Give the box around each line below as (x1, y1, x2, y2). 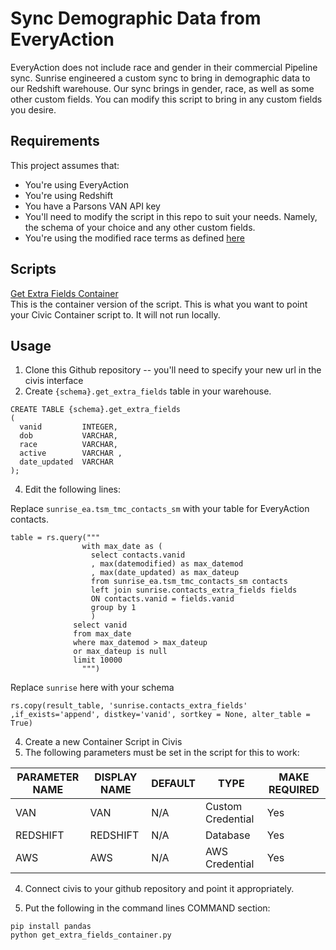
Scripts (10, 261, 57, 278)
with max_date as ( (81, 542, 163, 552)
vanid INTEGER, (19, 422, 118, 432)
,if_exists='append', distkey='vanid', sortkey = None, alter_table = (10, 710, 311, 720)
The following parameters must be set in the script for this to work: (24, 747, 300, 759)
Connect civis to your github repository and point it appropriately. (24, 883, 295, 895)
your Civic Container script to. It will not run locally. (10, 308, 221, 321)
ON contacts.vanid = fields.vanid (90, 594, 235, 604)
